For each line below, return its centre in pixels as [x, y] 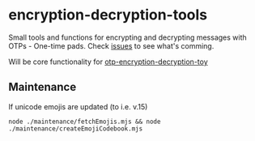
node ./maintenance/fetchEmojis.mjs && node [85, 122]
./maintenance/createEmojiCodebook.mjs [76, 128]
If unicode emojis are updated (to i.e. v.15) [78, 106]
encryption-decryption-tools [108, 15]
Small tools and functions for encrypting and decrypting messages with [127, 37]
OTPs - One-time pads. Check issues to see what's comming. [111, 45]
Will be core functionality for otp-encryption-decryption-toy [108, 62]
